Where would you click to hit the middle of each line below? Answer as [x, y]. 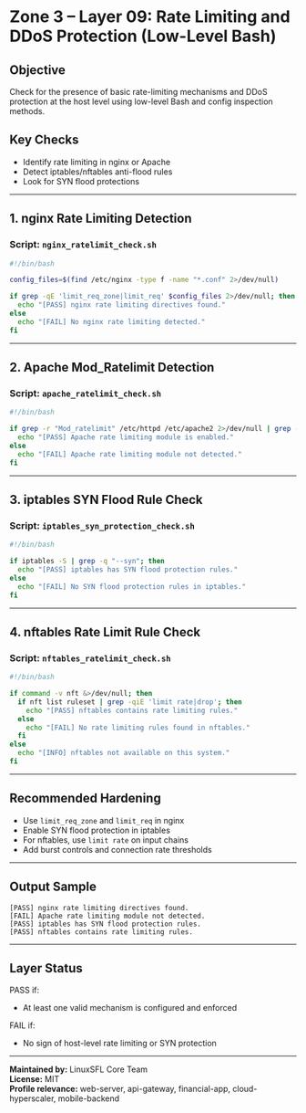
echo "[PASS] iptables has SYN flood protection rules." [128, 570]
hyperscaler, [33, 1098]
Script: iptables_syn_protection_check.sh [102, 525]
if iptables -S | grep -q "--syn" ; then [87, 562]
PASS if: [25, 990]
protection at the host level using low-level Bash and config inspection [141, 101]
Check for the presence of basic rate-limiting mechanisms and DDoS [138, 92]
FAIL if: [22, 1025]
